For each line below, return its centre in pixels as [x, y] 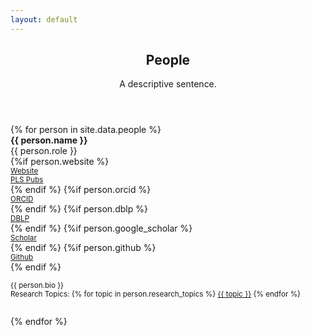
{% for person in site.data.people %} [86, 130]
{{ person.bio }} [37, 286]
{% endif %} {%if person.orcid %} [81, 190]
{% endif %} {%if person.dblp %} [79, 209]
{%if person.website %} [60, 162]
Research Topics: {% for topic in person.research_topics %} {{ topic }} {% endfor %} [156, 294]
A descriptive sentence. [168, 84]
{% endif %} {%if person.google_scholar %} [101, 228]
